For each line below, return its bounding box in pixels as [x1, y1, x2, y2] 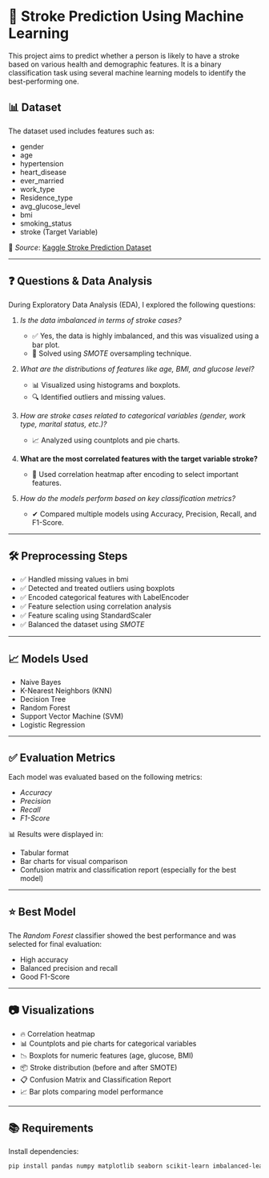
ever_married [19, 176, 64, 185]
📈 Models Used [8, 652, 89, 666]
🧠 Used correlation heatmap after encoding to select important [31, 469, 239, 479]
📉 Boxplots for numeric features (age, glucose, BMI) [19, 1050, 194, 1060]
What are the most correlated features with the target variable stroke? [19, 454, 259, 463]
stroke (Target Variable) [19, 226, 98, 236]
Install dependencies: [8, 1147, 79, 1156]
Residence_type [19, 193, 74, 202]
